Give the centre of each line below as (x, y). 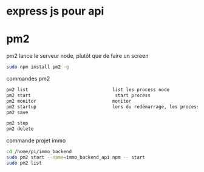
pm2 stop (17, 123)
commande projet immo (36, 140)
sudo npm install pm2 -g (38, 67)
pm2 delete (20, 129)
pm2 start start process (78, 95)
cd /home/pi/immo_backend (39, 152)
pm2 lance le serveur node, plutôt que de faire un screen (77, 56)
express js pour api (55, 11)
